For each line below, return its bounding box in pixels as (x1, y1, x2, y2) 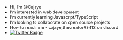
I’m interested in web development (9, 9, 79, 15)
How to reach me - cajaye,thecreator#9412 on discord (9, 25, 119, 30)
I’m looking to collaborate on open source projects (9, 19, 111, 25)
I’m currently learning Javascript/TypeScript (9, 14, 98, 20)
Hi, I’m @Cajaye (9, 4, 42, 10)
